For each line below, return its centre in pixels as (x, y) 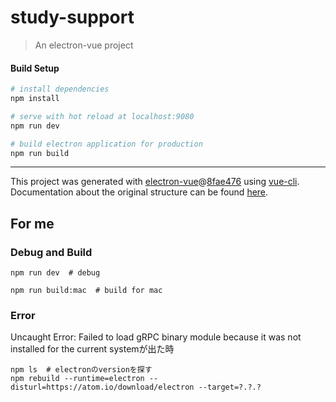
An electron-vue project (84, 45)
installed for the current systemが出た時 (92, 349)
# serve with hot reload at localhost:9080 (102, 116)
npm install (35, 99)
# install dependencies (60, 89)
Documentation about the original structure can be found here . (139, 192)
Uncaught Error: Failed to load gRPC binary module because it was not (156, 337)
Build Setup (35, 68)
